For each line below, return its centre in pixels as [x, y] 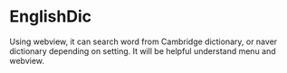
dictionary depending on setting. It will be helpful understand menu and [143, 50]
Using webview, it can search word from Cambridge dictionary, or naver [143, 41]
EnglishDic [51, 17]
